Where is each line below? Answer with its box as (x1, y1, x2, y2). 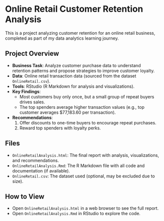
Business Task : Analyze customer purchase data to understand (12, 62, 141, 68)
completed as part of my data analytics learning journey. (5, 35, 119, 41)
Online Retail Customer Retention (5, 3, 143, 15)
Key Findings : (12, 88, 41, 94)
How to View (5, 192, 45, 200)
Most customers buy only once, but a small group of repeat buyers (19, 94, 154, 99)
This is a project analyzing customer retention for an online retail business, (5, 30, 156, 36)
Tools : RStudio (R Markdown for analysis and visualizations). (12, 83, 135, 89)
